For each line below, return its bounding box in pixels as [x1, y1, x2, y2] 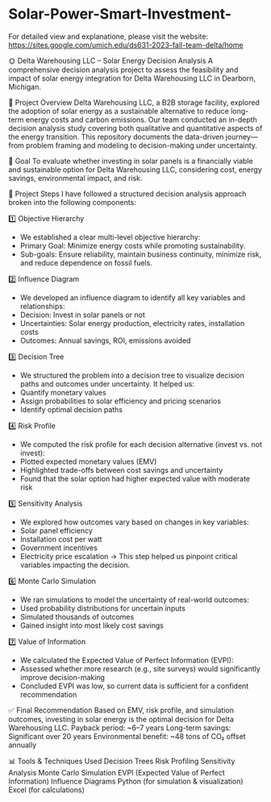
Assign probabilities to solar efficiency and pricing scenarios [19, 396, 222, 406]
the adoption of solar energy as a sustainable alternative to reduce [8, 106, 230, 115]
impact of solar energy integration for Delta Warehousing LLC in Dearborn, [8, 73, 256, 83]
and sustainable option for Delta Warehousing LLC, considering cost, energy [8, 165, 262, 174]
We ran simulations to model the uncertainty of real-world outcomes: [19, 595, 250, 604]
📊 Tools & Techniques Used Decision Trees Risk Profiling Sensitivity [8, 756, 236, 766]
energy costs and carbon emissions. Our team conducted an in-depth [25, 115, 258, 124]
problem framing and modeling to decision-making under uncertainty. [25, 140, 258, 150]
